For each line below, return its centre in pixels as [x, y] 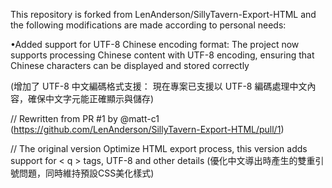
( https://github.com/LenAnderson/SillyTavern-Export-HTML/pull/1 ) [147, 129]
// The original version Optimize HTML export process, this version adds [159, 148]
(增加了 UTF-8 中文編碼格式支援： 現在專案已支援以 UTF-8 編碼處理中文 [159, 86]
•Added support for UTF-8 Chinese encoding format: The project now [155, 44]
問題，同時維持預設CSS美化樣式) [86, 173]
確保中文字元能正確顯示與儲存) [91, 98]
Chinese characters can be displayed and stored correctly [130, 65]
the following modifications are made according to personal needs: [148, 25]
